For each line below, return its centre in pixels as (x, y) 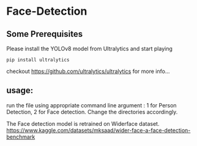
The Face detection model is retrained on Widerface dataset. (83, 123)
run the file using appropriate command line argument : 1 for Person (91, 105)
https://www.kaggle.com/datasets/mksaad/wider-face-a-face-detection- (98, 130)
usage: (20, 90)
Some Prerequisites (45, 34)
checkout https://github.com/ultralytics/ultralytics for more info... (88, 71)
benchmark (21, 137)
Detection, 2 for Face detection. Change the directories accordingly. (92, 112)
